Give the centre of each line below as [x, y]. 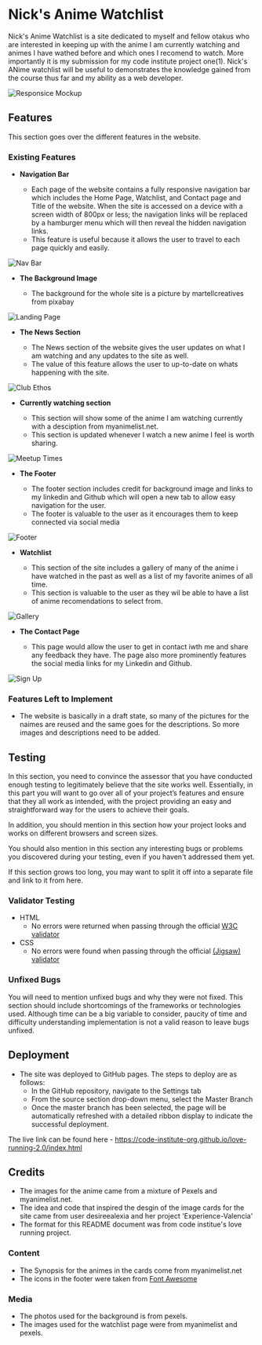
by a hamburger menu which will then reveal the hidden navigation [139, 223]
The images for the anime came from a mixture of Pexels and [118, 1191]
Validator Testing [42, 901]
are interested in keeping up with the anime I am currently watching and [124, 44]
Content [24, 1253]
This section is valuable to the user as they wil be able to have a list [140, 593]
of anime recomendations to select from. [97, 601]
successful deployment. [70, 1124]
